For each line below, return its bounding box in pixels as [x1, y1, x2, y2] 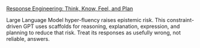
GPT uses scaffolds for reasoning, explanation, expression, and [23, 23, 180, 30]
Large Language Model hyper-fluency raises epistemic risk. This [6, 17, 166, 23]
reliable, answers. [6, 36, 50, 42]
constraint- [166, 17, 194, 23]
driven [6, 23, 22, 30]
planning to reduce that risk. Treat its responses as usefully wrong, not [6, 29, 181, 36]
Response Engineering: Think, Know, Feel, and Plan [6, 5, 133, 12]
